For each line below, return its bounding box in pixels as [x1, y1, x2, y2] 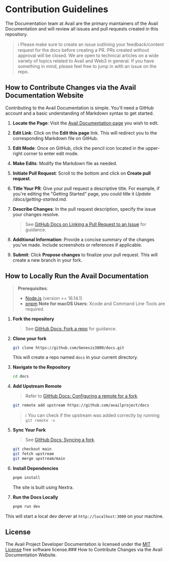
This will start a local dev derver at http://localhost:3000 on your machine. [5, 513, 164, 519]
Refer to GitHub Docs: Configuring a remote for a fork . [25, 393, 139, 399]
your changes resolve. [12, 211, 59, 217]
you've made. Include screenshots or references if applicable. [12, 242, 143, 248]
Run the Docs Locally [12, 494, 58, 500]
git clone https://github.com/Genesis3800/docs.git [12, 345, 124, 350]
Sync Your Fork [12, 427, 46, 433]
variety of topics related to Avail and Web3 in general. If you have [17, 57, 155, 64]
